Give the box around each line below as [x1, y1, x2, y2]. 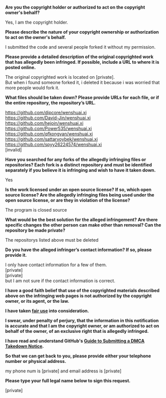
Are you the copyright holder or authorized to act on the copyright [5, 5, 145, 10]
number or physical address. [5, 358, 66, 364]
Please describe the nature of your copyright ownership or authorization [5, 29, 159, 35]
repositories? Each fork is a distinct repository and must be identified [5, 162, 152, 167]
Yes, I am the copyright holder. [5, 20, 68, 25]
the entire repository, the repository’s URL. [5, 100, 96, 106]
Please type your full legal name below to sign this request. [5, 378, 131, 383]
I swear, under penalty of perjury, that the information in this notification [5, 318, 159, 323]
